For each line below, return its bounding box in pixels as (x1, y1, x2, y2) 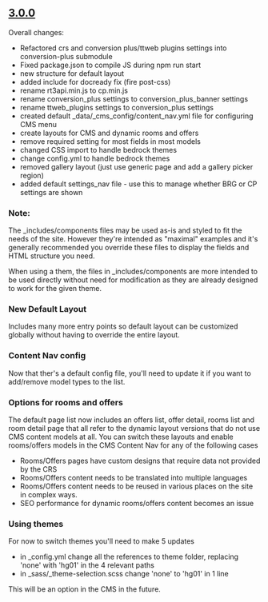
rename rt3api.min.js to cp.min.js (19, 86, 128, 95)
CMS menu (19, 119, 58, 129)
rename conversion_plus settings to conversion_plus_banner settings (19, 94, 249, 103)
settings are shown (19, 187, 83, 197)
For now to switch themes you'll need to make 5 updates (8, 536, 194, 546)
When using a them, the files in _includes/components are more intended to (8, 267, 258, 277)
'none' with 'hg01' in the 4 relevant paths (19, 560, 154, 570)
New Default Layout (8, 304, 86, 315)
